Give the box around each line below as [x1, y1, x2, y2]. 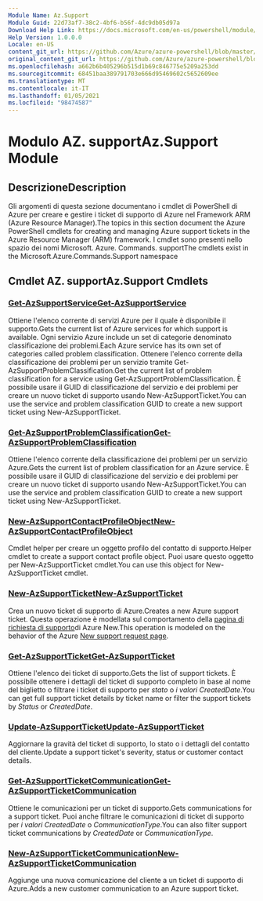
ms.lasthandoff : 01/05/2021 [8, 92, 100, 100]
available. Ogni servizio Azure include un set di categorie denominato [8, 332, 232, 341]
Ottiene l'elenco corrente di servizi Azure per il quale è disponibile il [8, 316, 226, 325]
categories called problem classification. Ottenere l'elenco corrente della [8, 348, 243, 358]
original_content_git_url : [8, 56, 96, 64]
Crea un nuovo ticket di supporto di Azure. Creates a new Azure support [8, 606, 239, 615]
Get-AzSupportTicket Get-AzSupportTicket [8, 651, 175, 662]
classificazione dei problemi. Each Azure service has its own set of [8, 341, 222, 350]
